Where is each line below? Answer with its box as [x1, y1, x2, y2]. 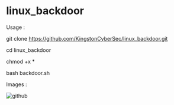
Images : [6, 81, 27, 88]
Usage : [6, 24, 25, 31]
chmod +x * [6, 58, 35, 65]
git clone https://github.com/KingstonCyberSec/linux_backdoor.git [6, 35, 168, 42]
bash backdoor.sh [6, 69, 50, 76]
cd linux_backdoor [6, 46, 51, 54]
